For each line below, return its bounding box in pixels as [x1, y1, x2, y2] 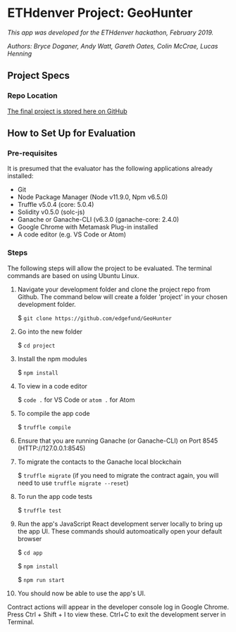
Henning [7, 49, 32, 58]
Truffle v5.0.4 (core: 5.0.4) [17, 201, 94, 209]
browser [17, 534, 42, 543]
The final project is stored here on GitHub [7, 107, 128, 115]
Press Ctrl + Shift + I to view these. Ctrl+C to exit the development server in [7, 610, 227, 619]
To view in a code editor [17, 381, 88, 390]
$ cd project [17, 341, 56, 349]
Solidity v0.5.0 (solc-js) [17, 208, 85, 216]
